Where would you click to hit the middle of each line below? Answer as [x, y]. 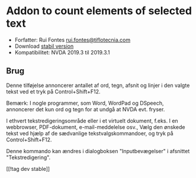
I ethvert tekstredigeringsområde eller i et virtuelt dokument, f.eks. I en [92, 121]
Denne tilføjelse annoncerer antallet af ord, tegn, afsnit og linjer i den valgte [98, 85]
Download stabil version [44, 46]
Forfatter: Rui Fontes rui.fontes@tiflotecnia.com [73, 40]
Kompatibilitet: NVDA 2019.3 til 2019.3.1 [62, 52]
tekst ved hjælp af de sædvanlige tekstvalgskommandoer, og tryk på [90, 133]
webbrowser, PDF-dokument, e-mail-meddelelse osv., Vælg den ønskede [96, 127]
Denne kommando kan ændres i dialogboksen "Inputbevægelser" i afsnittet [98, 151]
